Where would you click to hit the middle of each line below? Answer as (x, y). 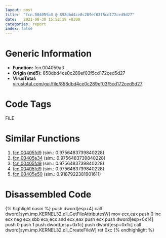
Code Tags (28, 104)
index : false (19, 29)
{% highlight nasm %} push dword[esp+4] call (54, 208)
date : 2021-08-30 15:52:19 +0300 (43, 19)
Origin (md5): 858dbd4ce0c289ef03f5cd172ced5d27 (69, 73)
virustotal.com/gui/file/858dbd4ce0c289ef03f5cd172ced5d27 (77, 84)
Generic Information (49, 54)
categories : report (26, 24)
